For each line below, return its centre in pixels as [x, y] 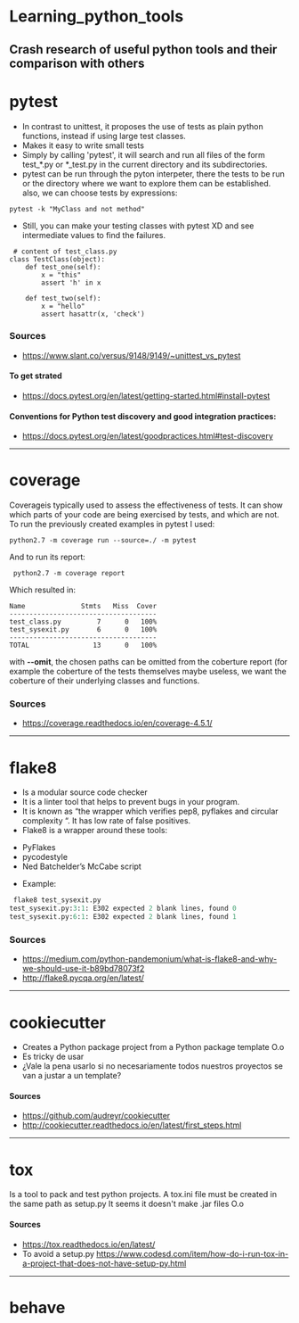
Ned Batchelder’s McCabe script [82, 866]
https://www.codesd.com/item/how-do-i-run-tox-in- [193, 1253]
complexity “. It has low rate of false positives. [106, 821]
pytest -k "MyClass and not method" [77, 209]
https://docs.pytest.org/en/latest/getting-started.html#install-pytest [146, 396]
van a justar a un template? [72, 1076]
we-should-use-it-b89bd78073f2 [83, 969]
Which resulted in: [42, 590]
